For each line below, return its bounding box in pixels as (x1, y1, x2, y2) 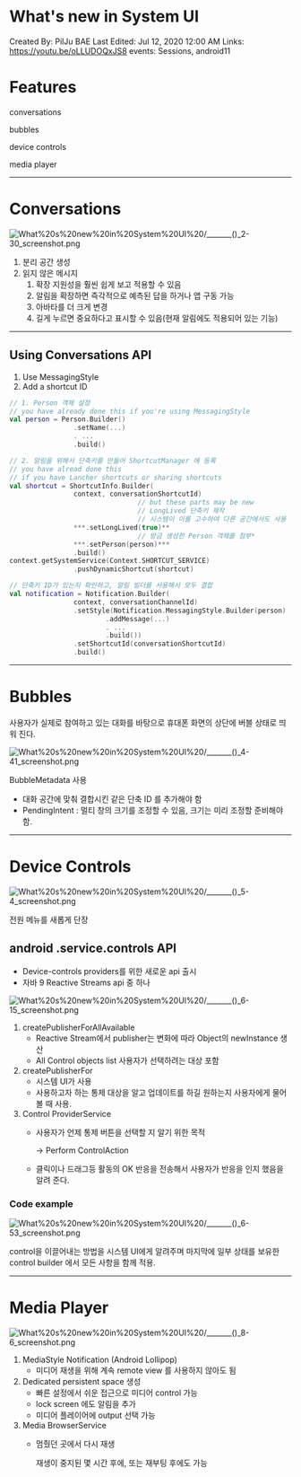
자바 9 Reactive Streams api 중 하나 (21, 977, 150, 988)
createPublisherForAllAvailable (21, 1022, 135, 1033)
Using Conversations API (9, 347, 152, 363)
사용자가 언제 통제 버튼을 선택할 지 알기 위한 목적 (35, 1127, 206, 1138)
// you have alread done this (9, 464, 123, 473)
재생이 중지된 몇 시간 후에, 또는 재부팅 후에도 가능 (35, 1457, 208, 1468)
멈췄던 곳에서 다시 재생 (35, 1438, 116, 1449)
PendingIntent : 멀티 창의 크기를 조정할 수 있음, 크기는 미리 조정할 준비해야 (21, 804, 284, 815)
